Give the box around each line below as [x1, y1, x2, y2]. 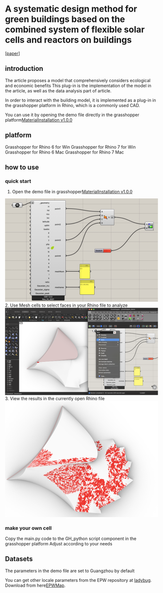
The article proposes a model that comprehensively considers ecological [5, 77, 151, 83]
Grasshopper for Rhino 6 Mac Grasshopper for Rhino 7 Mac [5, 149, 124, 155]
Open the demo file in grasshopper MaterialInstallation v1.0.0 [12, 189, 132, 195]
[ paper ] [5, 50, 20, 56]
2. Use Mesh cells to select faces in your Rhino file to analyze [5, 302, 128, 308]
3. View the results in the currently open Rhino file [5, 395, 105, 401]
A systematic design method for [5, 3, 137, 15]
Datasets [5, 555, 33, 563]
